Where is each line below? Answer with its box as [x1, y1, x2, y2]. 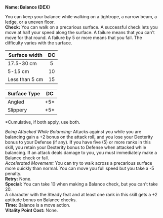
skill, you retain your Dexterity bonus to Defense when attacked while [5, 145, 147, 150]
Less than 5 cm [7, 76, 43, 83]
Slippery [7, 107, 27, 113]
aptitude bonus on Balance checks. [5, 197, 77, 203]
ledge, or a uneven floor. [5, 19, 55, 25]
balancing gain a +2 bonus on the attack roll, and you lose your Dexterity [5, 134, 153, 140]
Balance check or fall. [5, 155, 49, 161]
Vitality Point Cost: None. [5, 207, 58, 213]
